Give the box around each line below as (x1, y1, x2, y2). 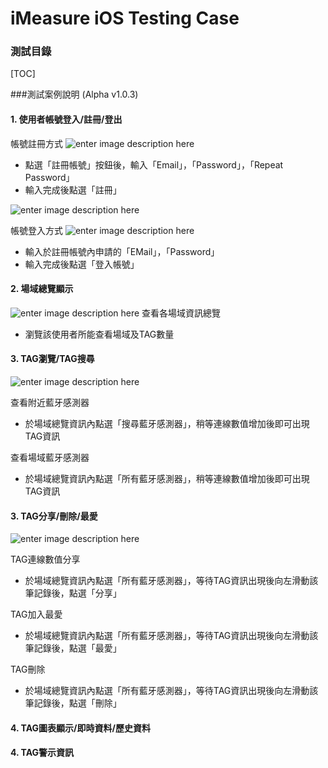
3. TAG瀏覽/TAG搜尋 (10, 353, 95, 365)
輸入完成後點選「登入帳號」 (24, 258, 140, 270)
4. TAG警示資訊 (10, 747, 75, 759)
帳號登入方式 (10, 224, 63, 236)
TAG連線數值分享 (10, 553, 81, 566)
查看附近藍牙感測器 (10, 397, 90, 409)
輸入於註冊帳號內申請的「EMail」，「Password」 (24, 245, 220, 257)
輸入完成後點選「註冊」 (24, 183, 122, 196)
